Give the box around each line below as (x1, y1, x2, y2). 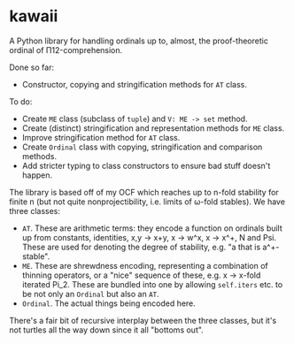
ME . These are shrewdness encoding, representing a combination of (21, 260, 268, 271)
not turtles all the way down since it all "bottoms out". (9, 325, 204, 335)
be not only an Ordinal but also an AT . (21, 288, 159, 299)
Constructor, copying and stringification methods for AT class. (21, 79, 248, 89)
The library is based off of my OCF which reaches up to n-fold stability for (9, 187, 279, 197)
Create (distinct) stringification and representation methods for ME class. (21, 122, 285, 134)
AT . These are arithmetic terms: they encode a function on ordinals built (21, 223, 283, 233)
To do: (9, 96, 33, 107)
